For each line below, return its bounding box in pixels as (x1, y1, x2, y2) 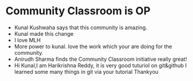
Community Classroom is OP (5, 4, 151, 18)
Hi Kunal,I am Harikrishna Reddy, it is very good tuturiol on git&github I (14, 61, 187, 69)
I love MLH (14, 36, 41, 43)
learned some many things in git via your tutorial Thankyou (14, 68, 159, 75)
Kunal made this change (14, 30, 74, 37)
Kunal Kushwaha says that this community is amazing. (14, 24, 148, 31)
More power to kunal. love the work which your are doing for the (14, 43, 172, 50)
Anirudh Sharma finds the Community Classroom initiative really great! (14, 55, 187, 63)
